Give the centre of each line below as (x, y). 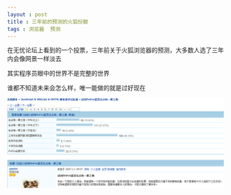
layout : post (27, 14)
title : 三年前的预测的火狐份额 (48, 22)
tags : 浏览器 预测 (34, 29)
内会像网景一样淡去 (34, 59)
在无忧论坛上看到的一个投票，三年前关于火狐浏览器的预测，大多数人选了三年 (115, 50)
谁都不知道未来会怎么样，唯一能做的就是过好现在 (76, 88)
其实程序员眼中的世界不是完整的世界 (58, 73)
